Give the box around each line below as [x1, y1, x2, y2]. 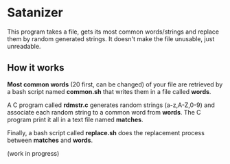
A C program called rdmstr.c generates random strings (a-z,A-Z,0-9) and [7, 101, 215, 109]
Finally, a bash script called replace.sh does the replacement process [7, 128, 205, 137]
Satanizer [7, 5, 63, 21]
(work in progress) [7, 149, 60, 157]
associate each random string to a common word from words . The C [7, 108, 201, 116]
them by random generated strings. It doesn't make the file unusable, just [7, 34, 215, 43]
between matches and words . [7, 136, 93, 144]
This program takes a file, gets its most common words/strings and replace [7, 27, 220, 36]
